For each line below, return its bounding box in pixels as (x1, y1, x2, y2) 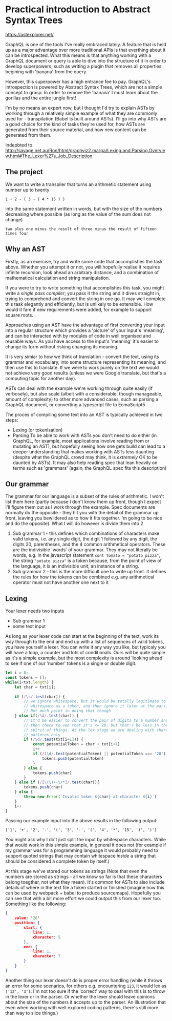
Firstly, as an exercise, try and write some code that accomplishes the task (5, 258, 163, 264)
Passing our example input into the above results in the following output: (5, 818, 158, 824)
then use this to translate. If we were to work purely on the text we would (5, 364, 159, 370)
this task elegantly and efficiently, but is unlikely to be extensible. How (5, 301, 154, 307)
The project (5, 168, 43, 176)
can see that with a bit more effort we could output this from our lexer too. (5, 895, 161, 902)
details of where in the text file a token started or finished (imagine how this (5, 885, 165, 891)
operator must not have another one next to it (12, 579, 109, 586)
